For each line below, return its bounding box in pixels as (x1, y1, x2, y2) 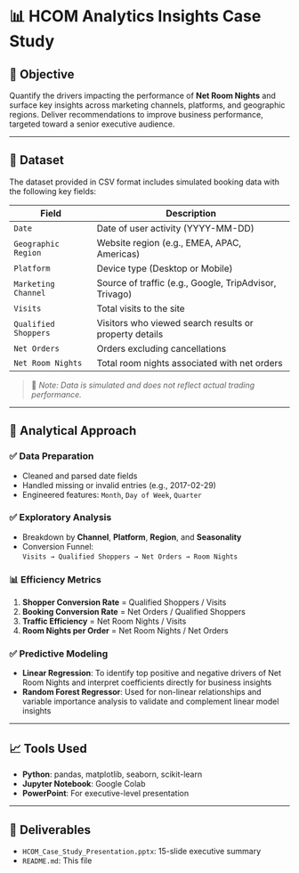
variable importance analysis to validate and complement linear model (21, 696, 279, 707)
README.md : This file (21, 855, 93, 866)
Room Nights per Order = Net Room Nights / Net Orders (21, 625, 229, 636)
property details (96, 328, 164, 340)
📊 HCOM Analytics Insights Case (9, 6, 262, 27)
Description (166, 207, 216, 219)
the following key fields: (9, 185, 96, 196)
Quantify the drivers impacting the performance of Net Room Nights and (9, 90, 276, 101)
